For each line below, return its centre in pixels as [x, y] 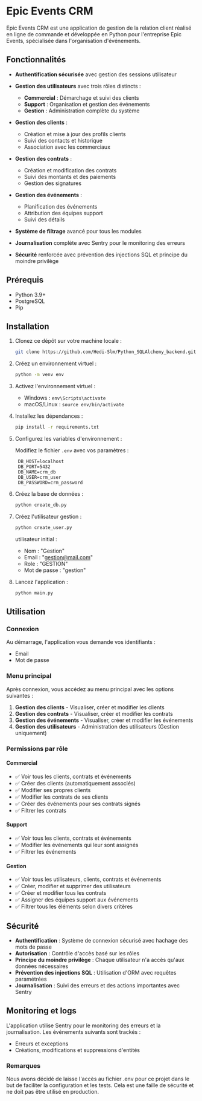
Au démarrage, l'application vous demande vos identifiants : [81, 642]
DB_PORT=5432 [34, 467]
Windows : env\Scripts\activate [65, 398]
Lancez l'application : [41, 582]
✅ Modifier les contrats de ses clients [62, 797]
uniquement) [31, 733]
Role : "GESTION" [46, 563]
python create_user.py [43, 527]
